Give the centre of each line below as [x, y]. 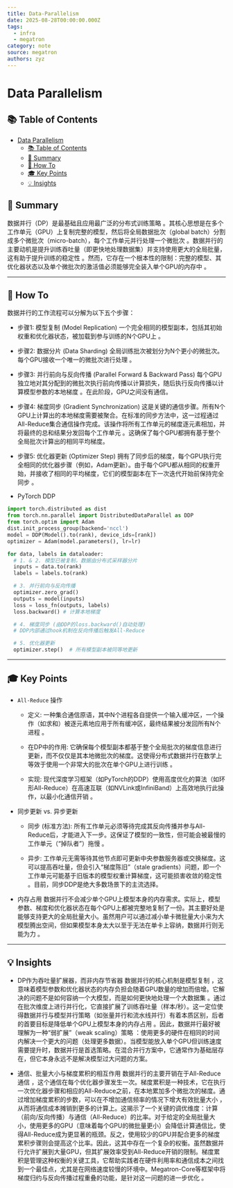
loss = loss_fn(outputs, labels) [62, 605]
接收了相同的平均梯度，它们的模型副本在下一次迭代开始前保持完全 [130, 474]
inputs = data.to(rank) [48, 567]
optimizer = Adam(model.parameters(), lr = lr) [74, 541]
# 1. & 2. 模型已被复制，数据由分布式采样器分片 [75, 561]
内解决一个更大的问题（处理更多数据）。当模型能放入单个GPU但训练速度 [119, 1041]
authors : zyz [26, 59]
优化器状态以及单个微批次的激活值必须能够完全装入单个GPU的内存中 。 [109, 266]
